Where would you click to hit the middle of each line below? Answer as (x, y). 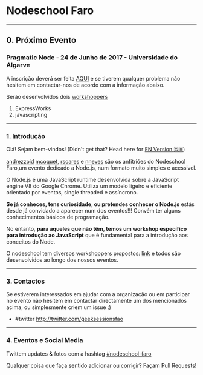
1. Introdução (26, 136)
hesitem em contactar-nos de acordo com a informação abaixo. (85, 85)
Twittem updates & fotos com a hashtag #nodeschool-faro (79, 353)
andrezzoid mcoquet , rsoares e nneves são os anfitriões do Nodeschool (96, 161)
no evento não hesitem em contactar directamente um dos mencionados (97, 301)
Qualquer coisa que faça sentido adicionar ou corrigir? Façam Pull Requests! (101, 365)
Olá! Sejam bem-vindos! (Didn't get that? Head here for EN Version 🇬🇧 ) (96, 149)
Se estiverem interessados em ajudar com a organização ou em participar (98, 294)
